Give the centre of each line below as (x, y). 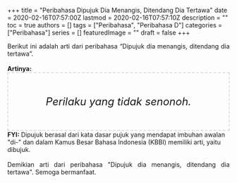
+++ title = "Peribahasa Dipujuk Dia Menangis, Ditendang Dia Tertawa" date (117, 10)
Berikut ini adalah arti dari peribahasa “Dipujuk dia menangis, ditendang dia (119, 46)
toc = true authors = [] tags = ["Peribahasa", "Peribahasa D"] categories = (115, 25)
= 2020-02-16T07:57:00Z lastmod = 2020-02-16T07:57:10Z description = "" (118, 18)
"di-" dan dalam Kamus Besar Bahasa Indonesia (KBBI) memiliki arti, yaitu (114, 142)
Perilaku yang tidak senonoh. (119, 102)
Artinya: (19, 69)
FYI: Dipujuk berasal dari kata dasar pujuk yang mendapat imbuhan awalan (116, 134)
